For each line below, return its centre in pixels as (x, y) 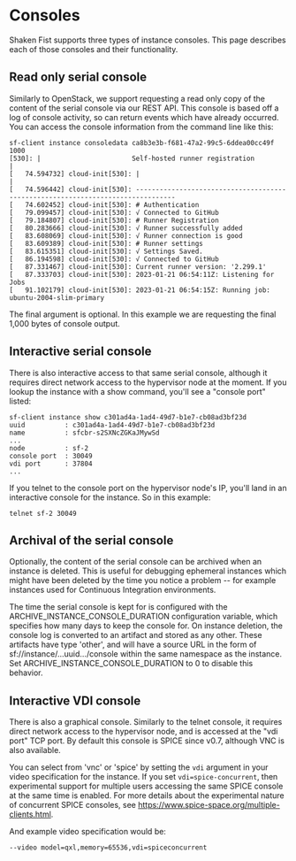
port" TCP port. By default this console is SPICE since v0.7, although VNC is (147, 741)
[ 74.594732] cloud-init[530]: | (75, 173)
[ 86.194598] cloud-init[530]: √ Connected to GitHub (114, 259)
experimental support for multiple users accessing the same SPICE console (146, 786)
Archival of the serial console (91, 540)
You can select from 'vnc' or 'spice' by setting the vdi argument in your (139, 767)
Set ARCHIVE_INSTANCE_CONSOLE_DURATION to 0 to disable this (131, 664)
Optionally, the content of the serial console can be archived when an (136, 562)
